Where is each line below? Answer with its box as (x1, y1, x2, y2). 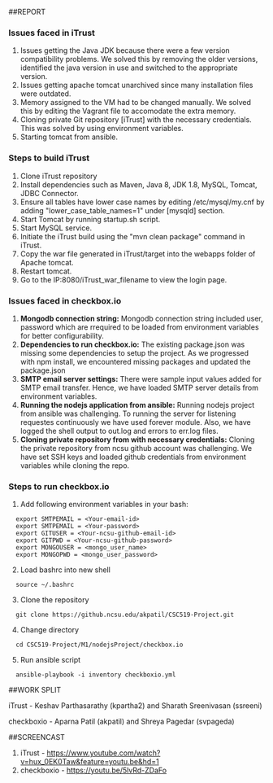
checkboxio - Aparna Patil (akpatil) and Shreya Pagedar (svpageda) (8, 716, 235, 727)
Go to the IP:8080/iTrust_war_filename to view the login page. (19, 274, 227, 284)
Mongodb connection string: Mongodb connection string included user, (19, 313, 264, 323)
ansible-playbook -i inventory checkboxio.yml (15, 671, 176, 679)
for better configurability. (19, 330, 104, 340)
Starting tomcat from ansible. (19, 132, 119, 142)
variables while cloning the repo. (19, 460, 130, 470)
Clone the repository (19, 595, 89, 605)
